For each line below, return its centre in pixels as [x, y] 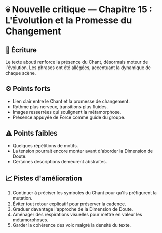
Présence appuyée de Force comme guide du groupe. [69, 117]
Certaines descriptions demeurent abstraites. [60, 161]
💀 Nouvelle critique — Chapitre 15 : [79, 9]
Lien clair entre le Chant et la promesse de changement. [71, 101]
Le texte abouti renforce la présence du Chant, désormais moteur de [77, 62]
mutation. [23, 198]
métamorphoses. [30, 220]
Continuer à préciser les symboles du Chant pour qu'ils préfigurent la [85, 193]
